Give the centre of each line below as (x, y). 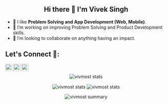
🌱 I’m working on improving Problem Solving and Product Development (88, 27)
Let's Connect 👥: (33, 54)
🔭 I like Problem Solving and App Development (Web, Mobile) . (79, 22)
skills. (19, 33)
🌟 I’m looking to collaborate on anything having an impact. (74, 38)
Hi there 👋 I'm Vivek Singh (86, 9)
